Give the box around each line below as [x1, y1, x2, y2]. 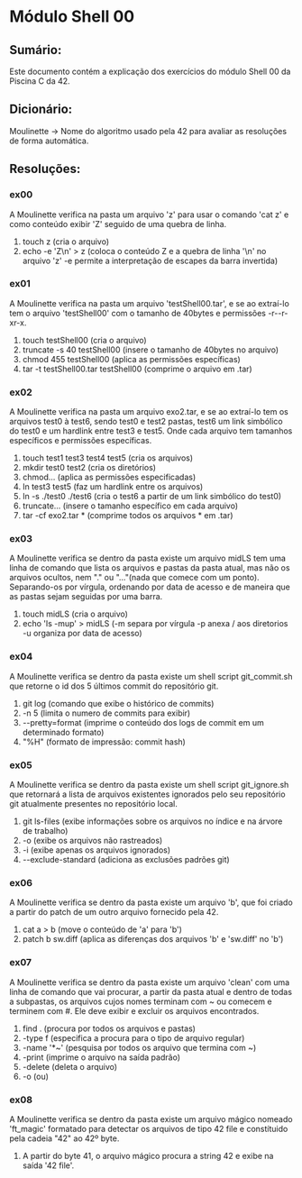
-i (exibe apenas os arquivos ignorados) [22, 845, 171, 855]
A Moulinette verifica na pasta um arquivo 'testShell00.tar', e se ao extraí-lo [9, 297, 290, 308]
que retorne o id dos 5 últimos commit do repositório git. [9, 680, 219, 691]
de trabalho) [22, 825, 69, 836]
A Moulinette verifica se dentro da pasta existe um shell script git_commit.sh [9, 671, 293, 681]
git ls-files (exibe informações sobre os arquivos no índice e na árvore [22, 816, 283, 826]
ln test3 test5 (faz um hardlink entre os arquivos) [22, 481, 204, 492]
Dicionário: [9, 102, 73, 117]
